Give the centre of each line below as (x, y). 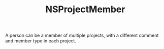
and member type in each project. (41, 41)
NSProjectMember (85, 9)
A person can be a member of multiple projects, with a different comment (82, 35)
